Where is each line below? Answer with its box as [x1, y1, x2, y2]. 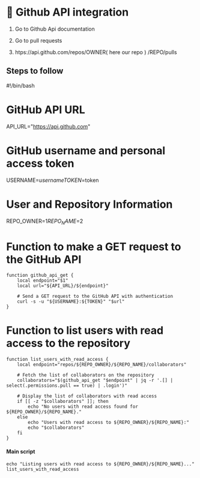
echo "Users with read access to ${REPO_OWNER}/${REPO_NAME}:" [28, 420, 189, 426]
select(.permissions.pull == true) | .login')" [6, 383, 128, 389]
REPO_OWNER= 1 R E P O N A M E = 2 [6, 217, 83, 226]
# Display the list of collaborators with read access [17, 393, 157, 399]
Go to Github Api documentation [14, 25, 95, 32]
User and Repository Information [6, 198, 173, 211]
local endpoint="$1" [17, 277, 68, 284]
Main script [6, 447, 35, 455]
